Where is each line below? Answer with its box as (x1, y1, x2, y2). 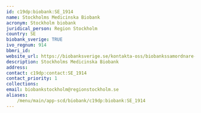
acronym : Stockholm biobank (6, 20, 77, 26)
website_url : (6, 53, 39, 59)
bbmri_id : (6, 48, 31, 54)
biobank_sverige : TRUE (6, 36, 63, 42)
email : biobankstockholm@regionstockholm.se (6, 87, 119, 93)
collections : (6, 81, 39, 87)
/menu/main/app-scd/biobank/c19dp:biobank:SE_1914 (17, 97, 146, 103)
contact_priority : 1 (6, 75, 58, 81)
